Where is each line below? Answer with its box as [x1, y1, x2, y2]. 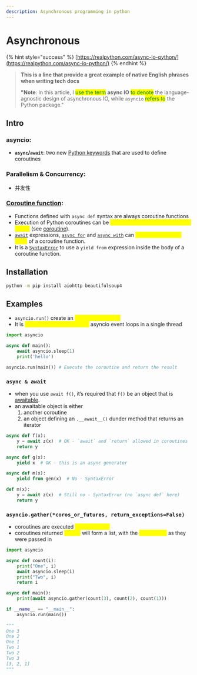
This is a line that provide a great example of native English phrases [20, 71, 189, 78]
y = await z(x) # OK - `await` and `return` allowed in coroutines [16, 438, 188, 444]
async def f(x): [6, 433, 46, 439]
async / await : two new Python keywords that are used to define [14, 149, 166, 156]
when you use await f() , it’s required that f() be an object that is [14, 390, 173, 397]
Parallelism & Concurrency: [6, 170, 86, 178]
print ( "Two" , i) [16, 574, 57, 580]
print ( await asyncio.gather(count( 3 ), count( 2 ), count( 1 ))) [16, 596, 167, 602]
